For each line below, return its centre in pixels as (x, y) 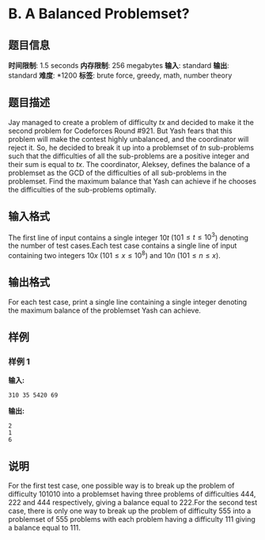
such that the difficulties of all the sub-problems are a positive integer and (129, 156)
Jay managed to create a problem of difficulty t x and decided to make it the (131, 122)
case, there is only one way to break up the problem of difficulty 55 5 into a (130, 511)
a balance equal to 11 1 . (45, 528)
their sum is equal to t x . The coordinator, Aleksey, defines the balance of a (129, 164)
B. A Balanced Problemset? (99, 14)
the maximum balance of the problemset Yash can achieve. (105, 310)
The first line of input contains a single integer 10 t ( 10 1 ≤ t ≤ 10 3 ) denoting (129, 237)
